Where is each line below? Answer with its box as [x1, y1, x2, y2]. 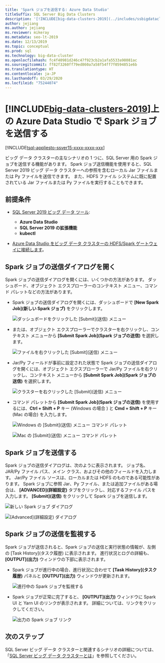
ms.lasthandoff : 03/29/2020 [5, 76, 63, 81]
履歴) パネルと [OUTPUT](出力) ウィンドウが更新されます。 [12, 573, 133, 579]
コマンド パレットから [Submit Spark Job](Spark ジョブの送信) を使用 [12, 399, 155, 405]
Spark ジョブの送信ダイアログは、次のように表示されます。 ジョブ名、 [5, 462, 148, 468]
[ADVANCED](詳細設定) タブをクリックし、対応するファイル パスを [19, 487, 156, 493]
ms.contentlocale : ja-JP [5, 71, 56, 76]
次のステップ [5, 632, 44, 641]
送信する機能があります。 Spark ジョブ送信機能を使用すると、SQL [18, 161, 152, 167]
